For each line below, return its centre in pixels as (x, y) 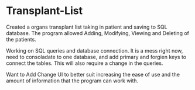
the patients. (21, 39)
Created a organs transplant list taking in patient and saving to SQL (87, 27)
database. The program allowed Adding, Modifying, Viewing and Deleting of (97, 33)
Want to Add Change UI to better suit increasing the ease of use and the (93, 74)
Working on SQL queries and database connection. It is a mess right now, (95, 50)
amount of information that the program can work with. (72, 81)
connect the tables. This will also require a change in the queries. (85, 63)
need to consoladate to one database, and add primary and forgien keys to (96, 57)
